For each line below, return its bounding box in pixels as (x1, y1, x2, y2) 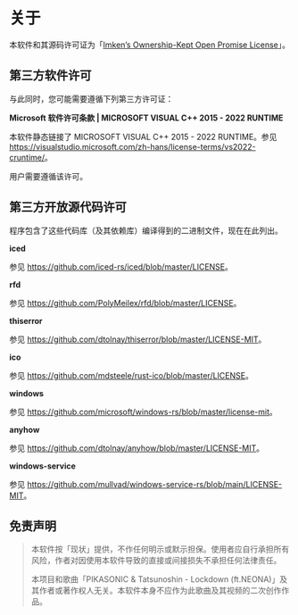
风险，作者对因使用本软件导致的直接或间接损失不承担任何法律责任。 (30, 555, 282, 566)
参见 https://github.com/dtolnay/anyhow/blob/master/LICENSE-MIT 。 (9, 443, 265, 453)
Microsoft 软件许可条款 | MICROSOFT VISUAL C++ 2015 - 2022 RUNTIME (9, 112, 284, 123)
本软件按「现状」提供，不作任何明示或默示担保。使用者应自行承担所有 (30, 544, 290, 554)
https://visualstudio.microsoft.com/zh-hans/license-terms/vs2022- (9, 141, 256, 152)
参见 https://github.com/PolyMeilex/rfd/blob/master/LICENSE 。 (9, 297, 242, 308)
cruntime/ (9, 152, 46, 162)
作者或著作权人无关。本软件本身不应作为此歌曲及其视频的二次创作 (38, 586, 282, 596)
